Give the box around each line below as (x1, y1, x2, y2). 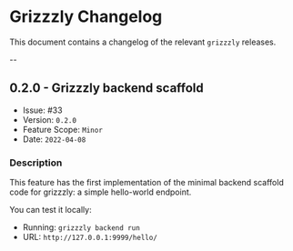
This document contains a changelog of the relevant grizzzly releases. (9, 36, 277, 47)
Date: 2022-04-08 (22, 134, 86, 145)
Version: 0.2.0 (22, 114, 77, 125)
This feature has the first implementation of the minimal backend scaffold (9, 177, 284, 188)
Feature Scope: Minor (22, 124, 103, 135)
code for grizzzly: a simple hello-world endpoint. (9, 186, 192, 197)
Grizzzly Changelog (9, 6, 163, 27)
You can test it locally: (9, 205, 93, 216)
